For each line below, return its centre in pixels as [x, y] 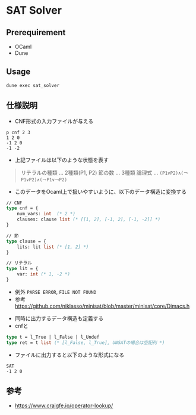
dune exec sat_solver [33, 85]
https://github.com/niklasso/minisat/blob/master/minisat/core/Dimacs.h [102, 306]
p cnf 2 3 [18, 132]
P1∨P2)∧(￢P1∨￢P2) [44, 179]
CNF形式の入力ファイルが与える [54, 121]
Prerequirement [36, 32]
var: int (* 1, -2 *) [43, 274]
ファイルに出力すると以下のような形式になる [69, 355]
